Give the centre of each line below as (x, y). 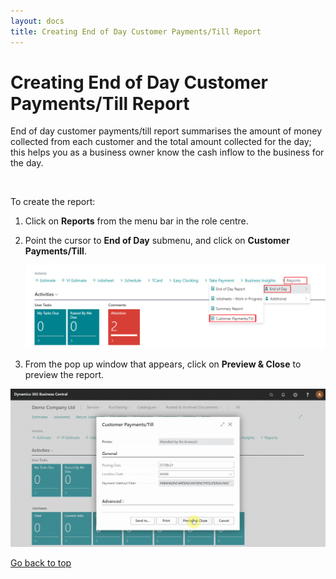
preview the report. (64, 374)
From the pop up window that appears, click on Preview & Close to (163, 364)
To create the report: (53, 202)
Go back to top (41, 563)
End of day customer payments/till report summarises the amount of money (166, 131)
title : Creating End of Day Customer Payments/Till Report (136, 31)
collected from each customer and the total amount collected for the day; (161, 142)
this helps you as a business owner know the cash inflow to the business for (167, 152)
